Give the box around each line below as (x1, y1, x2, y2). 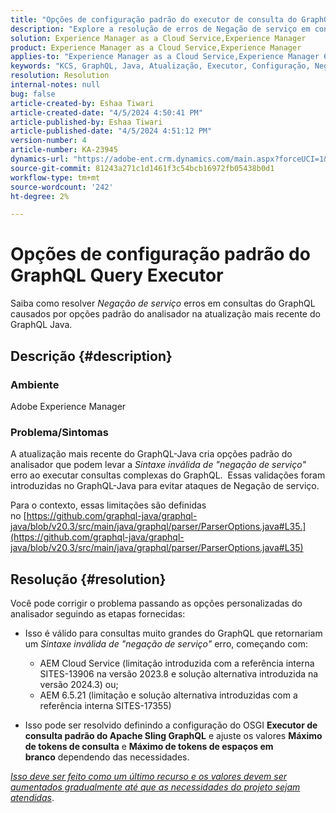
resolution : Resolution (10, 71, 110, 81)
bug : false (10, 89, 56, 99)
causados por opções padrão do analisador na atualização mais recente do (10, 308, 321, 320)
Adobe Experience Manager (10, 400, 127, 412)
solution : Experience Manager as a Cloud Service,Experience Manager (10, 33, 307, 43)
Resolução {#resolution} (10, 571, 167, 588)
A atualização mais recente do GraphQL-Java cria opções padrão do (10, 448, 293, 460)
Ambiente (10, 377, 60, 391)
